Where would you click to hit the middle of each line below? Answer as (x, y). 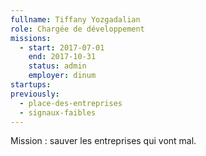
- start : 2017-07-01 (62, 47)
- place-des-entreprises (71, 103)
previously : (35, 94)
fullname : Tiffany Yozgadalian (75, 19)
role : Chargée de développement (77, 29)
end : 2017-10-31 (62, 57)
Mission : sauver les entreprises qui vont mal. (103, 141)
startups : (31, 85)
